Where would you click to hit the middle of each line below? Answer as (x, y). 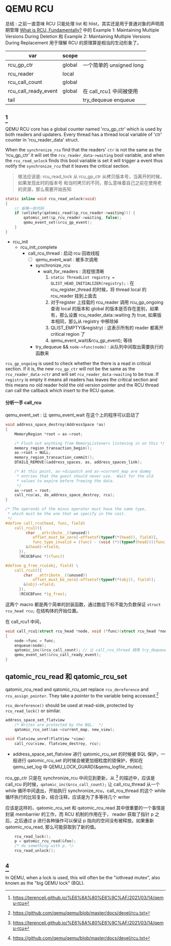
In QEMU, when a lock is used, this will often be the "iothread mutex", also (83, 877)
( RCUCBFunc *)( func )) (42, 556)
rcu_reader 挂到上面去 (74, 295)
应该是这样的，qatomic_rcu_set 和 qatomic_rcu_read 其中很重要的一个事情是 (85, 807)
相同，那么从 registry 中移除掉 (87, 321)
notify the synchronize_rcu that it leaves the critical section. (67, 166)
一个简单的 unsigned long (113, 65)
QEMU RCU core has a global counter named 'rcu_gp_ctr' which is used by (84, 129)
